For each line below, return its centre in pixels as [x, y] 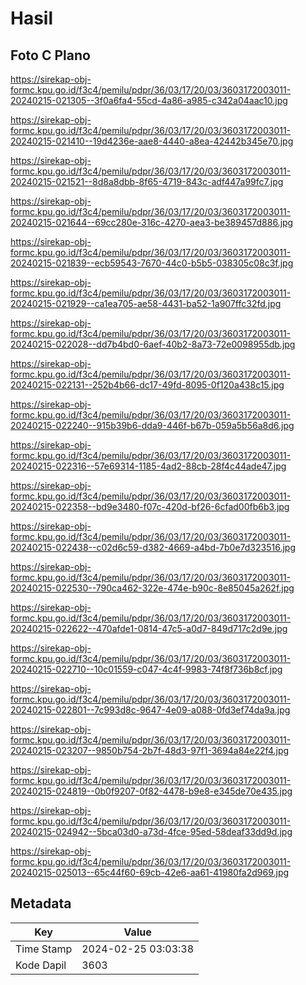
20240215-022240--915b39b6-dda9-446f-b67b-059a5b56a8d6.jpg [152, 425]
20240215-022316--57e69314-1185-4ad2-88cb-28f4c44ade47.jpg [148, 466]
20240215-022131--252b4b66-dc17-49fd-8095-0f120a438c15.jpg [147, 385]
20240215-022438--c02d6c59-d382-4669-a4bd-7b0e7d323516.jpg [153, 547]
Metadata [41, 903]
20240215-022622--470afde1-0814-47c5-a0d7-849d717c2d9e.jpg [149, 628]
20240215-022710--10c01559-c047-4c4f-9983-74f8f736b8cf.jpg [146, 669]
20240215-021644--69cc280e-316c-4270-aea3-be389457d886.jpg [152, 222]
